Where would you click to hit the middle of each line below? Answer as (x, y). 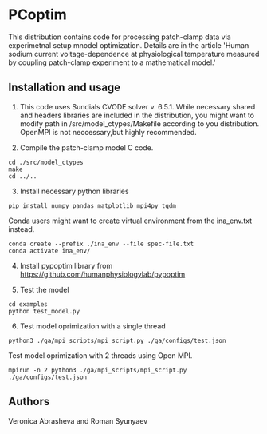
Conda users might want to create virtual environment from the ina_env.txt (130, 221)
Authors (29, 402)
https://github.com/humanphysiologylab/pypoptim (102, 274)
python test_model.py (44, 311)
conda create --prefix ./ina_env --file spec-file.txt (101, 244)
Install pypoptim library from (66, 265)
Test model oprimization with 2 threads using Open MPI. (100, 355)
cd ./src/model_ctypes (46, 162)
